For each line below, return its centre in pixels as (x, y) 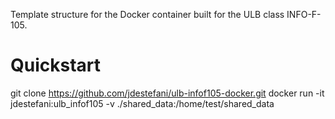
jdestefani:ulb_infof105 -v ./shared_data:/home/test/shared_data (142, 103)
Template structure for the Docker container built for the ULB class (147, 14)
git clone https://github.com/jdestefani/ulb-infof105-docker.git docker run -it (167, 93)
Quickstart (56, 65)
